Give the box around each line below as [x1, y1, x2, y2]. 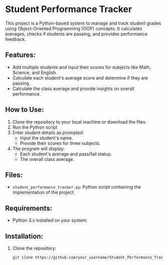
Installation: [5, 232, 44, 240]
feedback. [5, 36, 26, 42]
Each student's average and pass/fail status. [20, 151, 112, 157]
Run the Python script [12, 124, 58, 130]
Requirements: [5, 204, 53, 212]
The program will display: [12, 145, 65, 151]
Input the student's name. [20, 135, 73, 141]
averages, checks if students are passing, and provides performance [5, 31, 148, 37]
